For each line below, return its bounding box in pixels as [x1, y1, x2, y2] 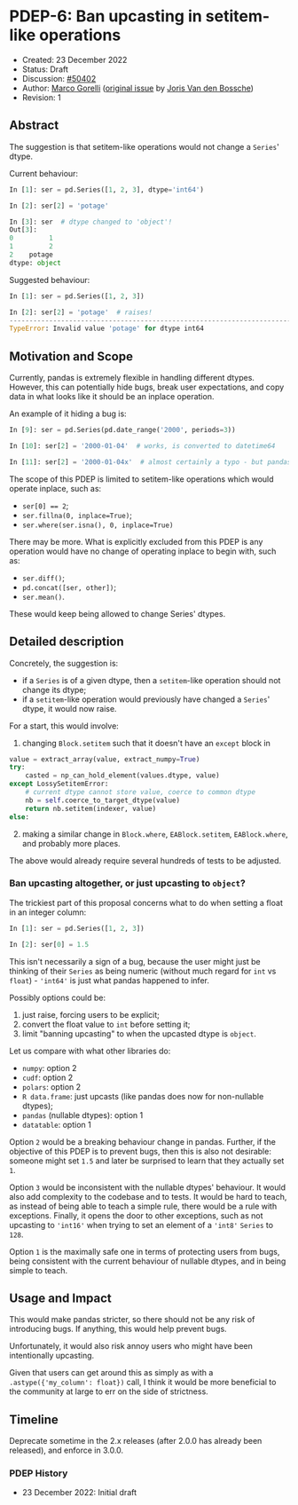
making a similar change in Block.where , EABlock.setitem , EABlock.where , [21, 828, 288, 839]
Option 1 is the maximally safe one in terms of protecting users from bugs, [9, 1246, 280, 1257]
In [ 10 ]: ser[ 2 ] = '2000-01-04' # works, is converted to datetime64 [9, 441, 276, 450]
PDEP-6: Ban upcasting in [9, 6, 202, 27]
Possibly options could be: [9, 992, 106, 1003]
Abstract [9, 118, 59, 133]
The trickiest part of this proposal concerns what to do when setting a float [9, 897, 284, 908]
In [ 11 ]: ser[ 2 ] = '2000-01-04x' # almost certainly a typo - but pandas [9, 457, 292, 467]
